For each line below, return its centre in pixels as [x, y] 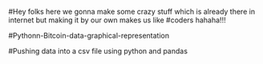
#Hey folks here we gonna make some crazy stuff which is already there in [131, 12]
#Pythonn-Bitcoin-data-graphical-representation [89, 36]
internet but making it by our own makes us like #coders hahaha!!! [117, 20]
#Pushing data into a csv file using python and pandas [98, 51]
